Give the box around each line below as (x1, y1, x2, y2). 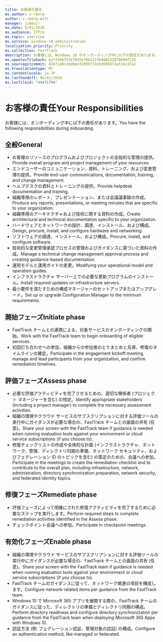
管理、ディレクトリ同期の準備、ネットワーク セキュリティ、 (29, 448, 149, 454)
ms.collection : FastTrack (5, 48, 57, 53)
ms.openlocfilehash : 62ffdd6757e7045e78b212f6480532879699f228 (5, 57, 136, 62)
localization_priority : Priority (5, 44, 73, 48)
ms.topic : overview (5, 35, 45, 40)
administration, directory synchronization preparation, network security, (12, 470, 157, 476)
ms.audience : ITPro (5, 30, 45, 35)
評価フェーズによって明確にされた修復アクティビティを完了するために (12, 504, 152, 510)
